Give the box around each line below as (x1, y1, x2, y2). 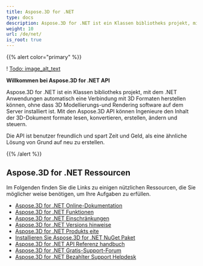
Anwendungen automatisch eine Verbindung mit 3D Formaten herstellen (6, 95, 186, 102)
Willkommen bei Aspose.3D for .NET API (6, 77, 110, 84)
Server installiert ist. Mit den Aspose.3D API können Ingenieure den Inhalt (6, 108, 189, 115)
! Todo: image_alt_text (6, 65, 61, 72)
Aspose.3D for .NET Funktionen (14, 208, 94, 215)
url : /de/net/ (6, 31, 42, 37)
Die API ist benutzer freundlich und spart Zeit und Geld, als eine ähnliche (6, 132, 187, 139)
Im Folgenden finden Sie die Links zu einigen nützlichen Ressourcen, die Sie (6, 183, 196, 191)
